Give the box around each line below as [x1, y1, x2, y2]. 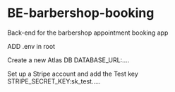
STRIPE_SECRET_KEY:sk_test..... [7, 76, 101, 86]
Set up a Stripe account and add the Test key [7, 69, 139, 78]
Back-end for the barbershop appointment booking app [7, 28, 169, 37]
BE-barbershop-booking [7, 5, 155, 21]
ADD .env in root [7, 42, 55, 50]
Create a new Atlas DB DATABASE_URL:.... [7, 55, 130, 64]
